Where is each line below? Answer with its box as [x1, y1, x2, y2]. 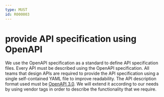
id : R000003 [5, 12, 30, 17]
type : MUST [5, 7, 28, 12]
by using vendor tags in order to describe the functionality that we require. [5, 86, 157, 92]
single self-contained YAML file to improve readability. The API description [5, 76, 157, 82]
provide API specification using [5, 33, 137, 45]
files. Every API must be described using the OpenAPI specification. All [5, 65, 150, 71]
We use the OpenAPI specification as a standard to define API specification [5, 60, 159, 66]
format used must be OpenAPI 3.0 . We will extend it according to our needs [5, 81, 159, 87]
